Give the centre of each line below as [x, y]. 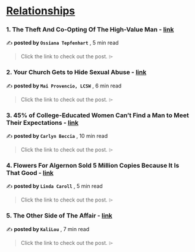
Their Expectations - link [43, 122]
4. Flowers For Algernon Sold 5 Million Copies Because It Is [93, 166]
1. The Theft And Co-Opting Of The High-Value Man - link [90, 30]
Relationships [41, 11]
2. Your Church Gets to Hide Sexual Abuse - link [76, 73]
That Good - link [30, 173]
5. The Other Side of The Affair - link [59, 216]
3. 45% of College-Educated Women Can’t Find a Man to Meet [97, 115]
